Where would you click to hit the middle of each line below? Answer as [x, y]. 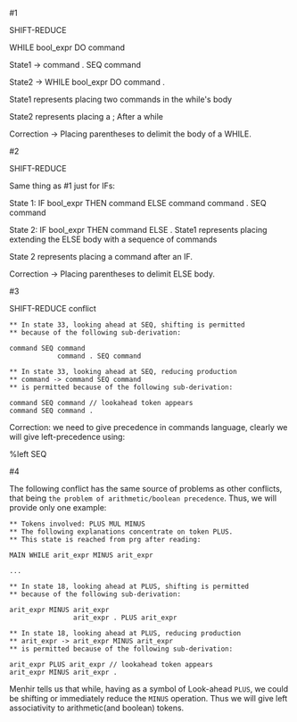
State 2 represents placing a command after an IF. [101, 257]
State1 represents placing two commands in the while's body [121, 99]
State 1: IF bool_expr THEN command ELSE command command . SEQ [138, 203]
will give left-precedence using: [67, 437]
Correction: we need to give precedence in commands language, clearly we [148, 427]
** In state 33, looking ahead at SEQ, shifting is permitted [127, 325]
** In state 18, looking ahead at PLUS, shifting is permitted [129, 586]
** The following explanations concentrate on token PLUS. [121, 532]
